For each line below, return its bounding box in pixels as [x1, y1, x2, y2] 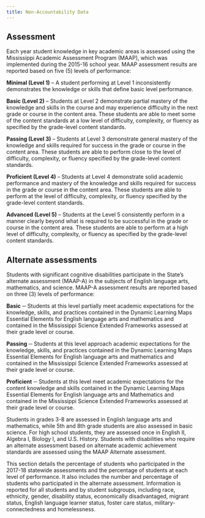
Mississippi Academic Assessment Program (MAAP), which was [6, 54, 168, 62]
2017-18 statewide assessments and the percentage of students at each [6, 467, 188, 474]
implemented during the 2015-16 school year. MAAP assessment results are [6, 61, 198, 68]
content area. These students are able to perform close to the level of [6, 148, 182, 156]
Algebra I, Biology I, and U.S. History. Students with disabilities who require [6, 435, 195, 443]
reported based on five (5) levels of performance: [6, 67, 132, 75]
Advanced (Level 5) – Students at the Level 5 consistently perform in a [6, 211, 185, 218]
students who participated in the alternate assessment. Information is [6, 479, 181, 487]
